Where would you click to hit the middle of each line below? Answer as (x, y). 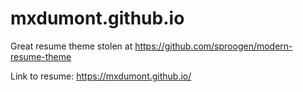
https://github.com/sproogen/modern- (213, 46)
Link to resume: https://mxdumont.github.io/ (101, 76)
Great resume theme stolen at (71, 46)
